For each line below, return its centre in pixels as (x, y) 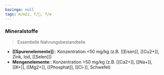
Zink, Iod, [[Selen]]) (32, 56)
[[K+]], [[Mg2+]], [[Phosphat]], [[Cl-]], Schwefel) (61, 67)
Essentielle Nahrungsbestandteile (51, 42)
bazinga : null (20, 10)
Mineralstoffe (22, 31)
